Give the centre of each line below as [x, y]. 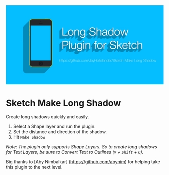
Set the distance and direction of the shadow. [60, 132]
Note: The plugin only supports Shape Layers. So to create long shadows [81, 147]
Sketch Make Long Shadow [63, 103]
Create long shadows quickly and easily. [47, 117]
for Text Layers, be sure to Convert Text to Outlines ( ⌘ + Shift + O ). [75, 152]
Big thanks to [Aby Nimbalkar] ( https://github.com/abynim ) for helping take [83, 162]
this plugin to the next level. [34, 167]
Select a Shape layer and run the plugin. [54, 127]
